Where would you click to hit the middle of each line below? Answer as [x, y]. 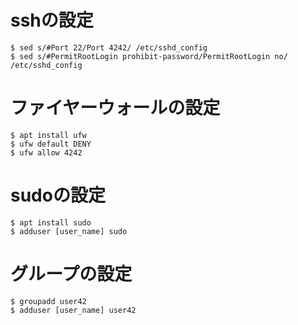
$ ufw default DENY [51, 144]
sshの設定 [52, 20]
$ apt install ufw [48, 135]
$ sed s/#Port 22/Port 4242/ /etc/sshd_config [109, 47]
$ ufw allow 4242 [46, 152]
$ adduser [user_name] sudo [69, 231]
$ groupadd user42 [48, 301]
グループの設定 [71, 274]
